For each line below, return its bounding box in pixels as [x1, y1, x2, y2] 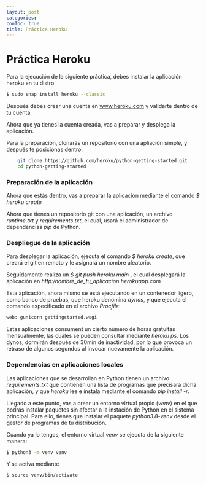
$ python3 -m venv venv [6, 449, 67, 455]
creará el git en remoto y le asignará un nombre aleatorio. [6, 259, 151, 267]
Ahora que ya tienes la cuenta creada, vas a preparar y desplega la [6, 121, 176, 128]
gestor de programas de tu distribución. [6, 419, 107, 426]
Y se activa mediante [6, 460, 59, 467]
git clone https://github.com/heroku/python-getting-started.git [17, 158, 188, 164]
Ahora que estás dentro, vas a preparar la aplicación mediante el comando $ [6, 192, 200, 200]
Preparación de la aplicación [6, 178, 93, 186]
